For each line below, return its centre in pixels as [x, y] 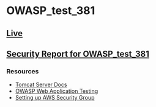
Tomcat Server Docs [41, 85]
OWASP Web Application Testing [57, 91]
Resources [23, 71]
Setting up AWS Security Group [55, 98]
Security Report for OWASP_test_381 [78, 53]
